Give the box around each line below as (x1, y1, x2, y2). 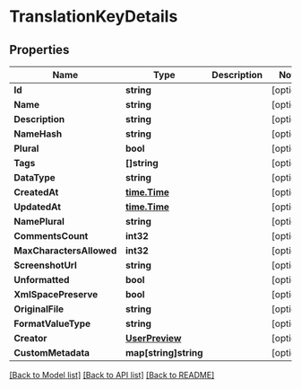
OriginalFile (13, 303, 64, 315)
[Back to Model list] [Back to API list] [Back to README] (9, 370, 215, 380)
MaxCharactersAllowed (13, 244, 117, 257)
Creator (13, 332, 47, 344)
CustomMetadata (13, 347, 90, 358)
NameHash (13, 128, 63, 140)
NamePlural (13, 216, 65, 227)
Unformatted (13, 274, 70, 286)
